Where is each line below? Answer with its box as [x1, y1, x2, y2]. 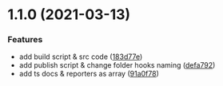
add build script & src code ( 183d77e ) [18, 52, 143, 61]
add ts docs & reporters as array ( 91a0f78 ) [18, 69, 159, 79]
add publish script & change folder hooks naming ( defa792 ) [18, 61, 216, 70]
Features [7, 34, 43, 45]
